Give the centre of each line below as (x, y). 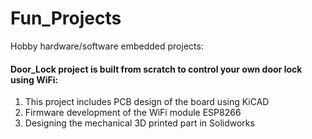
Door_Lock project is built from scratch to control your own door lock (156, 69)
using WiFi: (34, 79)
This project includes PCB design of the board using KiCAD (147, 102)
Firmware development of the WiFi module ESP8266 (133, 113)
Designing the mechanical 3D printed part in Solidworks (139, 123)
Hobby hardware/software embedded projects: (107, 46)
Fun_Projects (66, 18)
